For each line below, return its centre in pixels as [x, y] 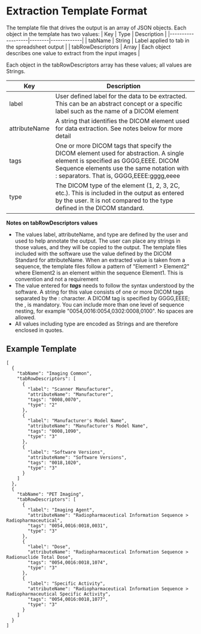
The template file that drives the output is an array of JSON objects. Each [96, 28]
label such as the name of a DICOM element [117, 111]
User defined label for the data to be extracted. [121, 96]
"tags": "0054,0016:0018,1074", [68, 563]
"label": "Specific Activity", [67, 584]
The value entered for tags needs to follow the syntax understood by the [104, 285]
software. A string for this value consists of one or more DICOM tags [99, 292]
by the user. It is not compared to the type [114, 201]
